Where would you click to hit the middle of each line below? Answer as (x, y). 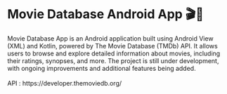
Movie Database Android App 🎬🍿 (105, 14)
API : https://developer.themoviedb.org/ (65, 83)
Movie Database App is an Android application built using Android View (110, 38)
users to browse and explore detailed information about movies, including (114, 53)
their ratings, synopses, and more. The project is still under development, (113, 60)
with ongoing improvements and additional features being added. (102, 68)
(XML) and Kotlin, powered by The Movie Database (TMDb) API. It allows (112, 46)
